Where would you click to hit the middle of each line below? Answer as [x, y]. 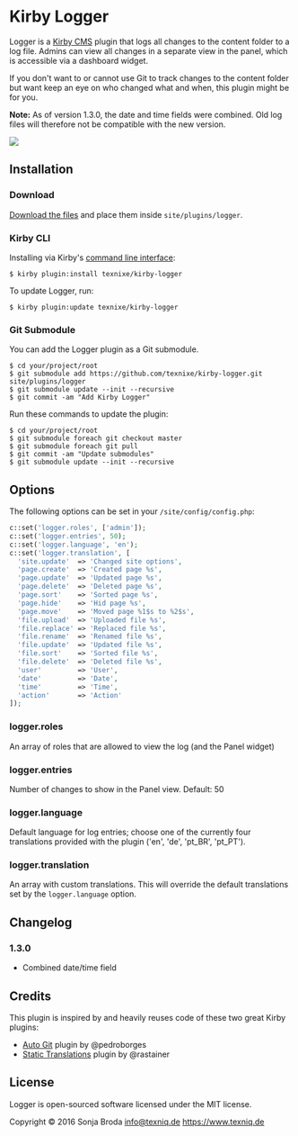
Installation [41, 170]
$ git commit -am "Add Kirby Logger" [80, 398]
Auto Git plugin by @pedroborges [84, 1044]
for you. [24, 97]
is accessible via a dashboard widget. [79, 60]
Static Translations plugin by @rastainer [96, 1054]
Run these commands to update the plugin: [89, 414]
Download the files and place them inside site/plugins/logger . [126, 214]
